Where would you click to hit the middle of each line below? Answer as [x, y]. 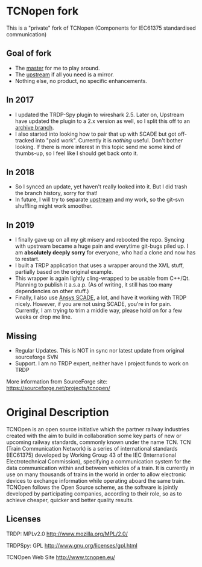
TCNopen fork [43, 11]
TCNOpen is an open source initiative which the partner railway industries [98, 429]
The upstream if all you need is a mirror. [65, 75]
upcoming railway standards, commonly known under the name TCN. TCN [99, 442]
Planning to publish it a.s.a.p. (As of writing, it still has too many [94, 285]
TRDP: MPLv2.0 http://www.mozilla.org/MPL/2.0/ [67, 534]
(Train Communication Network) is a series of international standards [92, 448]
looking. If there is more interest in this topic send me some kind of [98, 147]
